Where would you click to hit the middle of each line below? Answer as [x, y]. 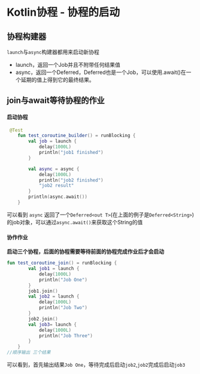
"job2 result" [56, 186]
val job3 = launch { [53, 324]
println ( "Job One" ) [63, 280]
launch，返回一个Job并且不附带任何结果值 [68, 65]
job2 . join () [43, 319]
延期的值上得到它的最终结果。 [57, 80]
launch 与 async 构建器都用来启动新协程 [53, 52]
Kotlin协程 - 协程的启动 [63, 12]
